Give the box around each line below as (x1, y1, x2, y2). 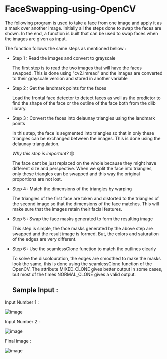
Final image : (5, 338, 31, 344)
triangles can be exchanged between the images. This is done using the (12, 135, 161, 141)
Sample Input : (12, 286, 59, 294)
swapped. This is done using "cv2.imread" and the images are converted (12, 70, 163, 76)
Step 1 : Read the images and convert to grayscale (12, 55, 116, 61)
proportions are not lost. (12, 176, 62, 182)
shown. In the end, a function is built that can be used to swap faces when (5, 30, 158, 36)
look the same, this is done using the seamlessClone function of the (12, 261, 152, 267)
